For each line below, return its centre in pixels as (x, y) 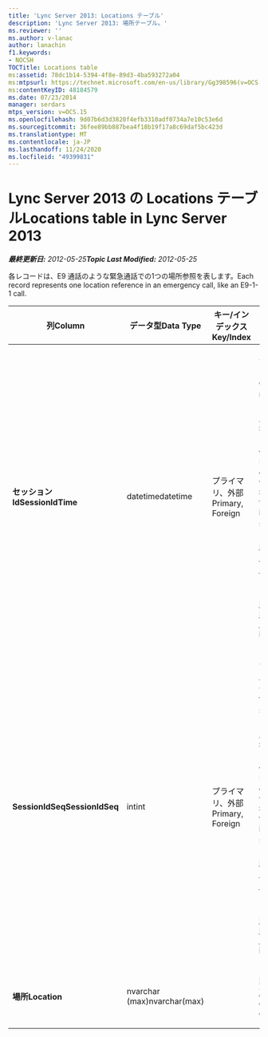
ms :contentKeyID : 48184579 (53, 90)
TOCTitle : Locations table (53, 68)
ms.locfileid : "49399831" (51, 156)
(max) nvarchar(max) (166, 1001)
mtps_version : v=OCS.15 (48, 113)
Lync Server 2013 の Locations (111, 198)
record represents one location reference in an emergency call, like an (124, 285)
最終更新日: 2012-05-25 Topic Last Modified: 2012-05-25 (103, 259)
